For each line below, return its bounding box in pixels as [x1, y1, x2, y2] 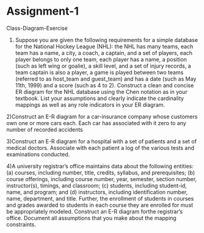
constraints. [6, 221, 37, 228]
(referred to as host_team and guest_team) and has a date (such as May [15, 75, 197, 82]
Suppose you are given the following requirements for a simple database [15, 36, 199, 43]
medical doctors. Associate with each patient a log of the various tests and [6, 144, 194, 151]
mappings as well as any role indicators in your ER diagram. [15, 101, 166, 108]
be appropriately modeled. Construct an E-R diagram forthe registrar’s [6, 207, 183, 215]
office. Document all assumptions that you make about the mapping [6, 214, 177, 221]
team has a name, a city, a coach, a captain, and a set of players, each [15, 49, 193, 56]
